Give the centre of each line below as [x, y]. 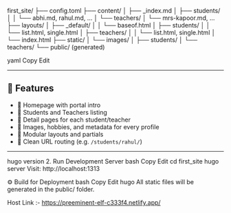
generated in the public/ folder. [51, 189]
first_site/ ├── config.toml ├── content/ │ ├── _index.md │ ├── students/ [114, 11]
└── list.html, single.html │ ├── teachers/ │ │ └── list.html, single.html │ [111, 32]
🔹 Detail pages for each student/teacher [74, 120]
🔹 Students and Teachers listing [62, 112]
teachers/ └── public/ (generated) [56, 47]
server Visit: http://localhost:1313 [54, 168]
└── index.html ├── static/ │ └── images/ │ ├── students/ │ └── [102, 40]
